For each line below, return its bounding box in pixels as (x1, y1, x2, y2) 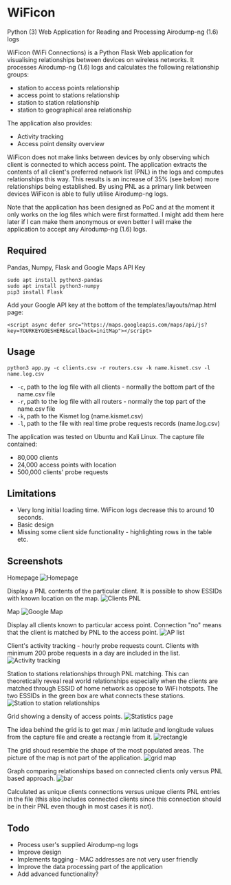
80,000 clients (16, 453, 58, 461)
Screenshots (7, 555, 63, 567)
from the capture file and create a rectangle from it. (7, 733, 153, 742)
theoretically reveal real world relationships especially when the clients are (7, 677, 219, 685)
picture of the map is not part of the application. (7, 753, 143, 762)
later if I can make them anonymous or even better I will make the (7, 217, 192, 225)
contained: (7, 440, 38, 448)
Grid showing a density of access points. (7, 712, 123, 721)
